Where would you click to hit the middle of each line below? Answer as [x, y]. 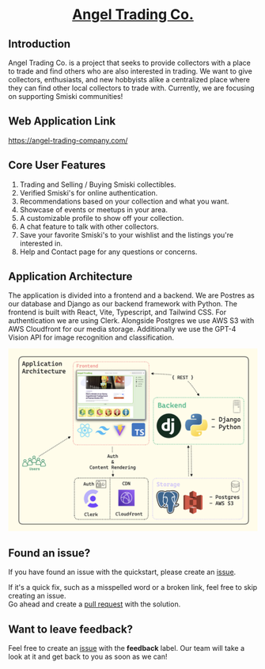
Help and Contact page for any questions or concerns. [108, 252]
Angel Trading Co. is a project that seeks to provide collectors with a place [129, 63]
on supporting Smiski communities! [66, 96]
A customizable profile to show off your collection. [102, 218]
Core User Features [57, 165]
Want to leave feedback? [70, 629]
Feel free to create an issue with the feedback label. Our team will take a [127, 648]
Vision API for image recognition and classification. [91, 337]
